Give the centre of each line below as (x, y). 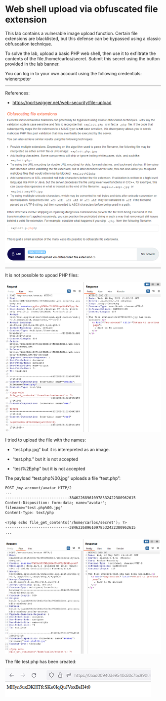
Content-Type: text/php (30, 513)
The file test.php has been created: (41, 661)
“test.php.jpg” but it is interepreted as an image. (61, 449)
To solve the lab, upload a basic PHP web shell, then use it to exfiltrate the (81, 53)
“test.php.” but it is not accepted (45, 459)
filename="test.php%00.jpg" (34, 508)
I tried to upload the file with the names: (46, 440)
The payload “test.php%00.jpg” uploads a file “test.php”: (63, 478)
